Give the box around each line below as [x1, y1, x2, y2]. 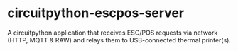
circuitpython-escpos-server [7, 5, 185, 21]
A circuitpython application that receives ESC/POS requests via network [7, 28, 218, 37]
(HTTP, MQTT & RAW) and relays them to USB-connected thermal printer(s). [7, 35, 231, 44]
